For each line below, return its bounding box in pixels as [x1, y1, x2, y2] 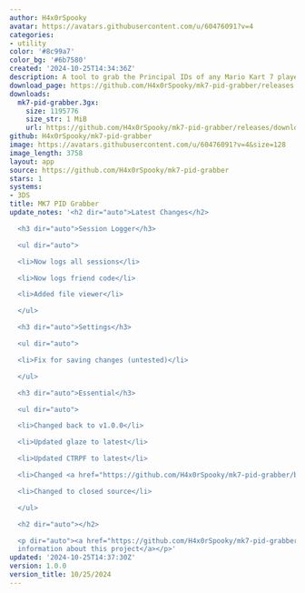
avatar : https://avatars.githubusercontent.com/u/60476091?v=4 [9, 22, 254, 31]
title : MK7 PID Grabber [9, 199, 100, 209]
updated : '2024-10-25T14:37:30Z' [9, 553, 136, 562]
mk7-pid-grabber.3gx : [17, 97, 100, 107]
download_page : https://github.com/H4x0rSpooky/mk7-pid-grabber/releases [9, 81, 295, 90]
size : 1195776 [25, 106, 79, 116]
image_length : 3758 [9, 148, 84, 157]
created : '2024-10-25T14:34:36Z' [9, 65, 136, 74]
